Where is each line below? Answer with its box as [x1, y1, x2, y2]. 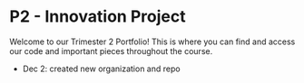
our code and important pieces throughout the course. [9, 45, 213, 56]
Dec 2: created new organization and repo [22, 63, 181, 74]
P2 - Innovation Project [9, 6, 186, 27]
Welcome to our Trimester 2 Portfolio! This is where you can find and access [9, 36, 296, 47]
